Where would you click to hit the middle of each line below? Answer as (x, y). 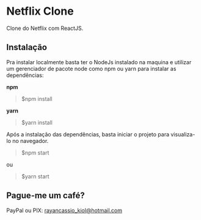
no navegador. (30, 141)
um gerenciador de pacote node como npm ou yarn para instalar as (91, 68)
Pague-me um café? (46, 196)
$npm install (37, 98)
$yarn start (35, 176)
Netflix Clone (40, 11)
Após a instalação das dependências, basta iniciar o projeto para (88, 134)
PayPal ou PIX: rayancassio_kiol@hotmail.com (64, 210)
